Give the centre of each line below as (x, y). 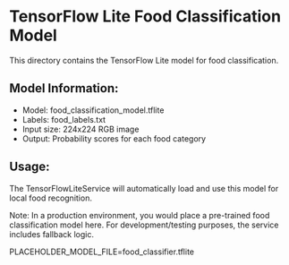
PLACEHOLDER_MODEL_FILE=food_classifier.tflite (102, 252)
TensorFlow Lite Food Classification (145, 17)
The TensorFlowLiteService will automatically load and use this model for (144, 188)
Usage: (30, 167)
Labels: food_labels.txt (64, 119)
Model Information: (64, 88)
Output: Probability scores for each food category (114, 138)
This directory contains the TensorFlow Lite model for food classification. (144, 60)
